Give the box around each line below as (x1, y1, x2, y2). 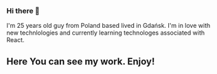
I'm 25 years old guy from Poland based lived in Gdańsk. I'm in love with (6, 22, 211, 30)
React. (6, 36, 25, 44)
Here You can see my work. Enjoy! (6, 56, 155, 67)
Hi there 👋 (6, 6, 41, 16)
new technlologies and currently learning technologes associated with (6, 29, 205, 37)
